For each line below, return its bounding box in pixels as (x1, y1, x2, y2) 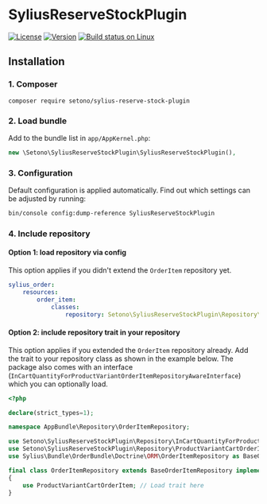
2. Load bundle (8, 115, 68, 126)
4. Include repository (8, 228, 91, 239)
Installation (8, 55, 65, 68)
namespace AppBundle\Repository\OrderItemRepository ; (8, 423, 191, 431)
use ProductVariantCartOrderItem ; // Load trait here (22, 481, 204, 490)
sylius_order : (8, 281, 56, 289)
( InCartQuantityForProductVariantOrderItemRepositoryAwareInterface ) (8, 370, 242, 380)
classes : (50, 303, 80, 311)
